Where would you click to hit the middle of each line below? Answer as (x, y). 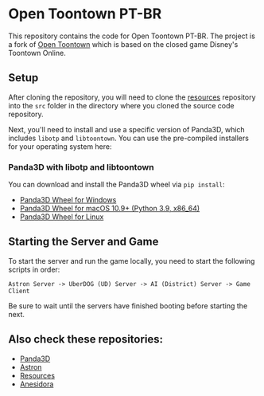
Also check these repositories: (86, 339)
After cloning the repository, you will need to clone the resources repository (132, 97)
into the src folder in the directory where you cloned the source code (121, 105)
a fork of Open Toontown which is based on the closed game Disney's (123, 44)
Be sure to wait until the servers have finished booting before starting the (128, 306)
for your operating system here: (60, 146)
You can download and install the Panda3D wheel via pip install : (116, 185)
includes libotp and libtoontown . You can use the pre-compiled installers (128, 138)
